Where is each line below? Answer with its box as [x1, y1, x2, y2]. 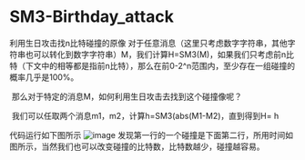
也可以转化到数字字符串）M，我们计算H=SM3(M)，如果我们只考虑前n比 [25, 48, 294, 60]
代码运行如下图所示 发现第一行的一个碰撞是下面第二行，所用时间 [9, 129, 286, 140]
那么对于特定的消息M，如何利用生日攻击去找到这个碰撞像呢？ [11, 91, 243, 102]
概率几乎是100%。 [9, 71, 79, 83]
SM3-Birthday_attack [9, 6, 175, 27]
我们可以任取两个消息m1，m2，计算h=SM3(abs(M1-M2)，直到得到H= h [11, 110, 280, 121]
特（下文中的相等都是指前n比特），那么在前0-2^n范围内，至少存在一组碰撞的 [9, 60, 296, 71]
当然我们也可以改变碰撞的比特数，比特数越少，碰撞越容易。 [40, 141, 265, 152]
